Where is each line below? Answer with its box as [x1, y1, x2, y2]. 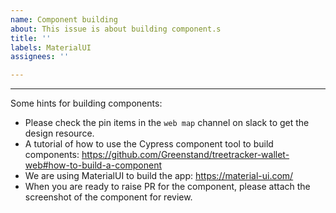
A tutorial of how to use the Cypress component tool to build [24, 138, 274, 150]
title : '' [10, 33, 52, 43]
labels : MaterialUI [10, 42, 92, 53]
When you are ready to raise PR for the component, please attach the [24, 181, 311, 193]
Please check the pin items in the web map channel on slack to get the [24, 117, 310, 129]
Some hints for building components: [10, 97, 163, 110]
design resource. [24, 127, 95, 140]
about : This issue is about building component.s [10, 24, 222, 34]
